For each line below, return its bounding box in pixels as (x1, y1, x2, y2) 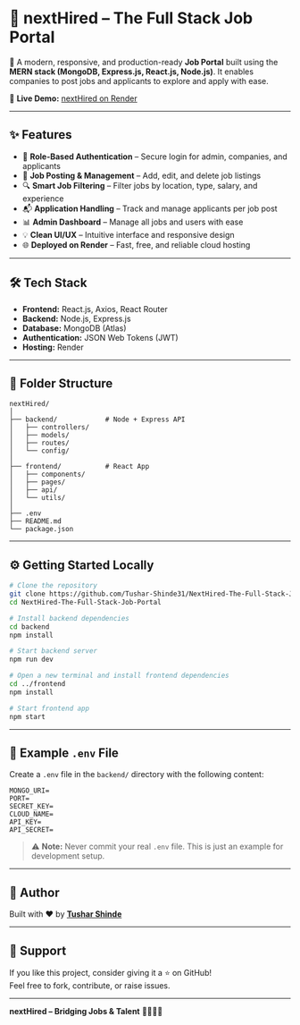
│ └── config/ (9, 446, 70, 455)
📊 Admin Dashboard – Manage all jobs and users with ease (21, 216, 244, 227)
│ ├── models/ (9, 431, 70, 440)
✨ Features (9, 127, 72, 142)
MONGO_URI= (9, 786, 50, 795)
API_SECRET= (9, 826, 54, 834)
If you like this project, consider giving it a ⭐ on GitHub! (9, 968, 212, 978)
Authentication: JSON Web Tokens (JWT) (21, 332, 179, 343)
